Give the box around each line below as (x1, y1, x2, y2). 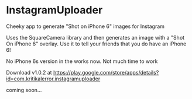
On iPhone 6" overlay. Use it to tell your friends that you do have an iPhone (6, 40, 187, 47)
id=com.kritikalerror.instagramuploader (6, 75, 101, 82)
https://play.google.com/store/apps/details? (53, 69, 159, 76)
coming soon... (6, 86, 42, 93)
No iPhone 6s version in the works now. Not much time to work (6, 58, 158, 65)
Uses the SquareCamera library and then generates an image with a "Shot (6, 34, 185, 41)
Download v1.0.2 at (6, 69, 52, 76)
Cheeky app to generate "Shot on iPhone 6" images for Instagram (6, 23, 165, 30)
